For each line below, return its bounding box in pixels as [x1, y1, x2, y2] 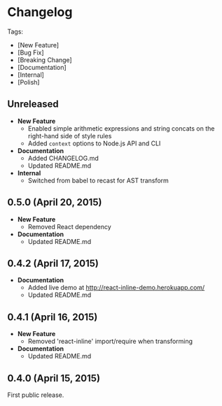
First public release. [7, 391, 64, 399]
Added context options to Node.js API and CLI [27, 139, 161, 147]
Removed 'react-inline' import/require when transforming [27, 337, 193, 346]
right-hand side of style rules [27, 131, 112, 140]
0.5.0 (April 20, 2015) [7, 196, 102, 208]
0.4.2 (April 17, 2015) [7, 257, 99, 269]
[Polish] [17, 78, 40, 86]
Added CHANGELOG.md [27, 154, 99, 162]
